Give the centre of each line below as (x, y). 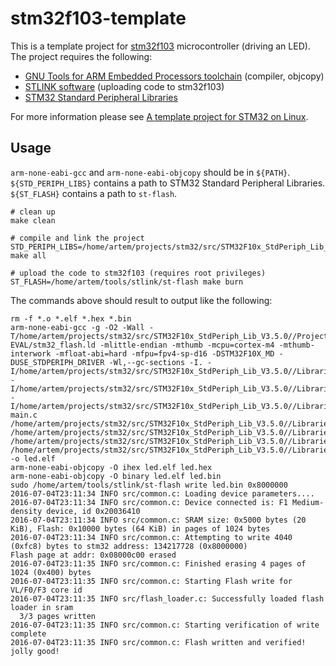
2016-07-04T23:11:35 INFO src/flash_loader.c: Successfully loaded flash (167, 598)
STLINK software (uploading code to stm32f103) (124, 86)
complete (28, 633)
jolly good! (35, 651)
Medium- (308, 502)
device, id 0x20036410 (93, 511)
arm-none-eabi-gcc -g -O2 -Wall (77, 327)
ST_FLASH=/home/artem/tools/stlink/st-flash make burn (127, 282)
